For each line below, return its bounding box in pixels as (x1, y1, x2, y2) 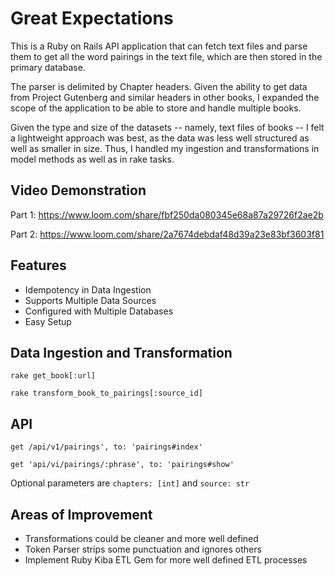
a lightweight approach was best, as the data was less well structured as (10, 132, 310, 144)
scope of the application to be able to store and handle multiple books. (10, 102, 302, 114)
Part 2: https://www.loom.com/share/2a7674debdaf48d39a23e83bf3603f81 (10, 228, 325, 240)
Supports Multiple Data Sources (24, 294, 157, 306)
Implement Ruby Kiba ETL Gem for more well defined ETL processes (24, 554, 308, 566)
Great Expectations (10, 7, 174, 30)
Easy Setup (24, 315, 72, 327)
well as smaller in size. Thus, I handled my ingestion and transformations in (10, 142, 320, 154)
